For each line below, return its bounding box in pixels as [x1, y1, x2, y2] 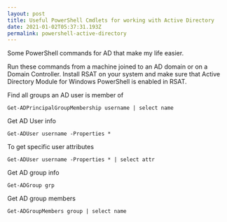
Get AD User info [7, 117, 56, 125]
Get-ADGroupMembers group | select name [7, 208, 128, 215]
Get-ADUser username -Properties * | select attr [7, 156, 156, 163]
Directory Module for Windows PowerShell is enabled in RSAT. [7, 78, 187, 86]
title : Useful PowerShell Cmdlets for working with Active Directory [7, 17, 215, 24]
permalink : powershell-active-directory [7, 29, 128, 37]
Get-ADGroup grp [7, 182, 55, 189]
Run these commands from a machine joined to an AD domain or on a [7, 62, 208, 71]
